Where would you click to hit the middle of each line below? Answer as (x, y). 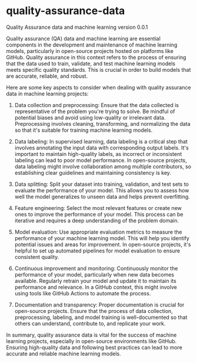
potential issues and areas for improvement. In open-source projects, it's (103, 244)
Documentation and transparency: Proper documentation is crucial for (99, 305)
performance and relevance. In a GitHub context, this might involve (96, 287)
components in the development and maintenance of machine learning (92, 45)
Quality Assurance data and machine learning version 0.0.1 (77, 27)
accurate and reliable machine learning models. (64, 354)
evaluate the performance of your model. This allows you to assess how (102, 190)
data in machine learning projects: (47, 94)
